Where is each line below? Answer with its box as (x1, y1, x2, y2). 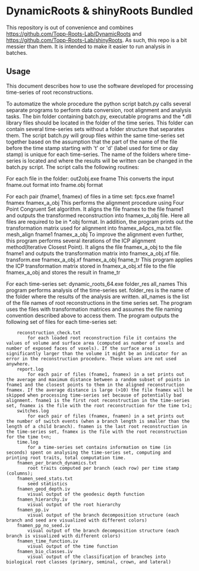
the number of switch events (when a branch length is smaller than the (6, 418, 190, 424)
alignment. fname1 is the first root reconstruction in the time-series (6, 397, 190, 403)
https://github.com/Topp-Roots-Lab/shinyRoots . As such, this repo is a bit (6, 36, 187, 43)
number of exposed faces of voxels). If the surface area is (6, 345, 161, 351)
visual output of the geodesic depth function (27, 491, 145, 497)
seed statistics (27, 480, 68, 486)
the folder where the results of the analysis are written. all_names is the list (6, 293, 189, 300)
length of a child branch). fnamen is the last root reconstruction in (6, 423, 187, 429)
